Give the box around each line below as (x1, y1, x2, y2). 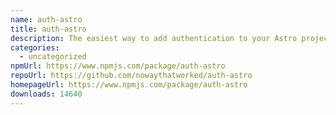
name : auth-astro (10, 14, 83, 25)
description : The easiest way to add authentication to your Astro (10, 33, 298, 43)
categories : (10, 42, 60, 53)
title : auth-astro (10, 24, 87, 34)
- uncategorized (19, 52, 87, 62)
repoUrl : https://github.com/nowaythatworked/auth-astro (10, 71, 253, 81)
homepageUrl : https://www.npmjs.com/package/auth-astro (10, 80, 248, 90)
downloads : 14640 (10, 89, 83, 99)
